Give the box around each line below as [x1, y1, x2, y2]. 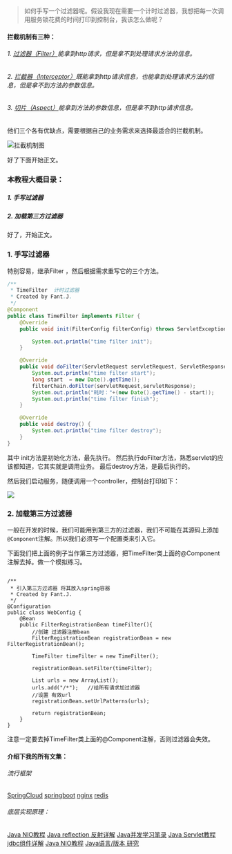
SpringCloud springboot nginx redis [7, 791, 109, 799]
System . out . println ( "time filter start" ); [32, 370, 156, 377]
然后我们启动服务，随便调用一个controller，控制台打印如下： [7, 476, 180, 485]
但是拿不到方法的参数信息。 [19, 81, 98, 89]
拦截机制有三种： [7, 33, 56, 41]
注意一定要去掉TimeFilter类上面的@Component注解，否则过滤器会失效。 [7, 735, 214, 743]
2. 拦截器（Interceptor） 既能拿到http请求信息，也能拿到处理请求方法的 [7, 72, 209, 80]
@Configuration [7, 603, 51, 610]
